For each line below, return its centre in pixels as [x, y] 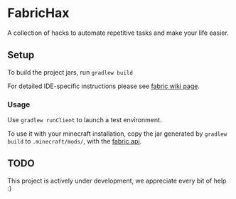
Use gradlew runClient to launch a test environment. [85, 120]
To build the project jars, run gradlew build [70, 72]
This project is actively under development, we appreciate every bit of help [117, 181]
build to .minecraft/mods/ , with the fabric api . [75, 141]
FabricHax [38, 13]
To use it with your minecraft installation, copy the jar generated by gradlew [117, 134]
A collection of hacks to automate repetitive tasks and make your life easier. [118, 33]
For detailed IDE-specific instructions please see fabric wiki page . [104, 86]
